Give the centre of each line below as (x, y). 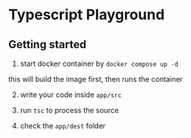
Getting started (48, 45)
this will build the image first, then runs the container (95, 79)
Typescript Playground (87, 15)
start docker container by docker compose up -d (99, 63)
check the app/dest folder (63, 126)
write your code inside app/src (71, 95)
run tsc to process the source (69, 110)
